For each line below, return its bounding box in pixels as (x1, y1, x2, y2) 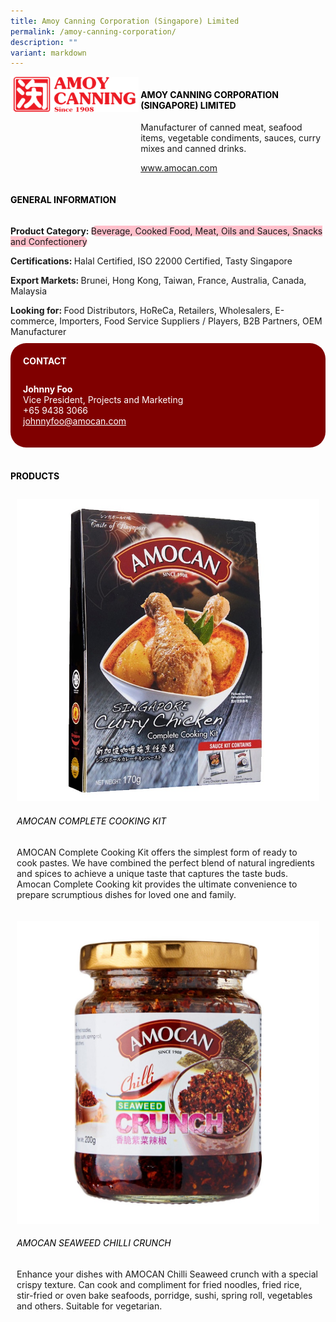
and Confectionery (10, 235, 88, 247)
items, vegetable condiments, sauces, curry (140, 132, 322, 144)
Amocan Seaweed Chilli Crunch (16, 1237, 172, 1249)
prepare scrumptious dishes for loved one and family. (16, 888, 237, 900)
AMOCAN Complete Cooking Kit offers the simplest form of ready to (16, 846, 298, 858)
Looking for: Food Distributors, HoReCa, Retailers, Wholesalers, (10, 304, 273, 316)
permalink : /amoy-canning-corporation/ (10, 26, 177, 37)
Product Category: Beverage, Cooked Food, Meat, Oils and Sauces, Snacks (10, 225, 323, 237)
